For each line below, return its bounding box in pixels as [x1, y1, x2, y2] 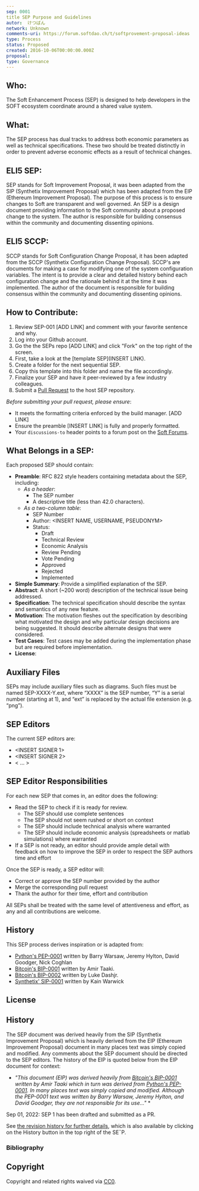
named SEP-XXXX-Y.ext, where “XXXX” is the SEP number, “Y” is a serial [6, 689, 185, 697]
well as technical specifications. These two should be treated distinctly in [6, 142, 185, 149]
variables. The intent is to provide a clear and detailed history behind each [6, 271, 188, 278]
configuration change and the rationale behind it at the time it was [6, 277, 168, 284]
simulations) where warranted [23, 835, 97, 842]
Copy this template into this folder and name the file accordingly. [14, 367, 173, 375]
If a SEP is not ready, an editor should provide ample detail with [14, 841, 170, 848]
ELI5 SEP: [6, 165, 42, 175]
